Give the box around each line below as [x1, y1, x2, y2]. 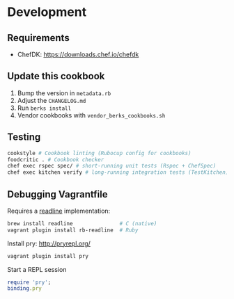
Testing [7, 131, 41, 143]
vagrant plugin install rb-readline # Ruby [7, 227, 139, 234]
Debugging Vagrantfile [7, 188, 108, 200]
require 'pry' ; [7, 279, 52, 286]
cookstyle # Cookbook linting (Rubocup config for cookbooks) [7, 149, 192, 156]
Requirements [7, 32, 70, 44]
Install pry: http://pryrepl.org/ [7, 239, 91, 248]
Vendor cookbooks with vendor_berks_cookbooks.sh [17, 111, 166, 119]
